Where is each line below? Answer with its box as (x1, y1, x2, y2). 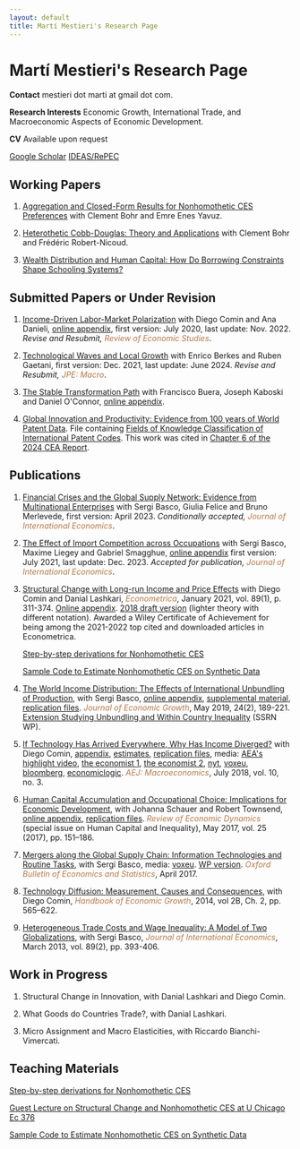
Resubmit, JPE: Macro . (21, 369, 107, 381)
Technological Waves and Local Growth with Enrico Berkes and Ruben (21, 350, 282, 361)
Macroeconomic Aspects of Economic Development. (9, 116, 204, 127)
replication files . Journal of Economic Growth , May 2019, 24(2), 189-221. (21, 702, 290, 713)
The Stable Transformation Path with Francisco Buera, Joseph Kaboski (21, 387, 284, 398)
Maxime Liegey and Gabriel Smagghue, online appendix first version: (21, 547, 278, 558)
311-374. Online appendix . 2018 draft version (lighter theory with (21, 602, 260, 613)
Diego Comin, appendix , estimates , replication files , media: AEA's (21, 748, 263, 759)
